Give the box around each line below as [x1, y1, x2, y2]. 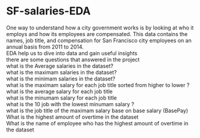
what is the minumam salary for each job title [6, 94, 117, 101]
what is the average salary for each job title [6, 88, 113, 95]
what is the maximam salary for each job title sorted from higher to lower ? [6, 81, 190, 88]
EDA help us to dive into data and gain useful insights [6, 49, 138, 56]
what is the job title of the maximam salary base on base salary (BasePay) [6, 107, 189, 114]
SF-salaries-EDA [6, 4, 91, 18]
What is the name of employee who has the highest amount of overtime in [6, 119, 189, 127]
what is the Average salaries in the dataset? [6, 62, 114, 70]
